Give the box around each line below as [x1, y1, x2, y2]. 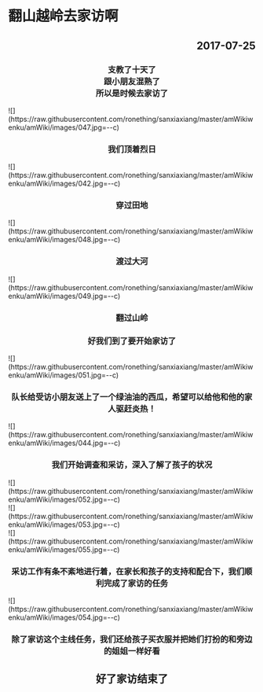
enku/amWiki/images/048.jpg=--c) [8, 235, 121, 245]
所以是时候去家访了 [95, 87, 169, 98]
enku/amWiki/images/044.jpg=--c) [8, 438, 121, 448]
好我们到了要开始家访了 [87, 335, 177, 346]
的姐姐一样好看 [103, 646, 161, 657]
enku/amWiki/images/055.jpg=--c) [8, 544, 120, 554]
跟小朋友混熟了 [103, 75, 161, 86]
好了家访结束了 [95, 672, 169, 686]
